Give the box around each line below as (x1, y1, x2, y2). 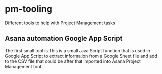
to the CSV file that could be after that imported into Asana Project (5, 58, 141, 64)
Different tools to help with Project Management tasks (5, 20, 115, 26)
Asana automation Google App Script (5, 34, 123, 43)
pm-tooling (5, 3, 52, 15)
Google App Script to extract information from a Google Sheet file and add (5, 53, 158, 59)
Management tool (5, 63, 41, 69)
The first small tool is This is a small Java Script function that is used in (5, 47, 150, 53)
